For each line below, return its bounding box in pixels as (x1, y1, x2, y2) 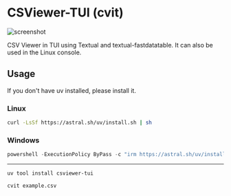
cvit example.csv (7, 182, 57, 189)
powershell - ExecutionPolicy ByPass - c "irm (7, 151, 137, 158)
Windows (7, 135, 40, 145)
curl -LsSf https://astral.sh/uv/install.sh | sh (7, 119, 153, 127)
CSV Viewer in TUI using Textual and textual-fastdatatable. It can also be (7, 41, 213, 49)
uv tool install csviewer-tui (7, 170, 94, 177)
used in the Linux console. (7, 48, 82, 56)
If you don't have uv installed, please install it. (7, 86, 136, 94)
